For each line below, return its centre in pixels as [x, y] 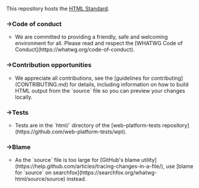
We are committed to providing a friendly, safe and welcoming [91, 37]
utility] [149, 160]
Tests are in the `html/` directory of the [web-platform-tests [88, 125]
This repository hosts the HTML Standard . [58, 9]
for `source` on [33, 173]
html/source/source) [40, 179]
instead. [76, 179]
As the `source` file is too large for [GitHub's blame [77, 160]
